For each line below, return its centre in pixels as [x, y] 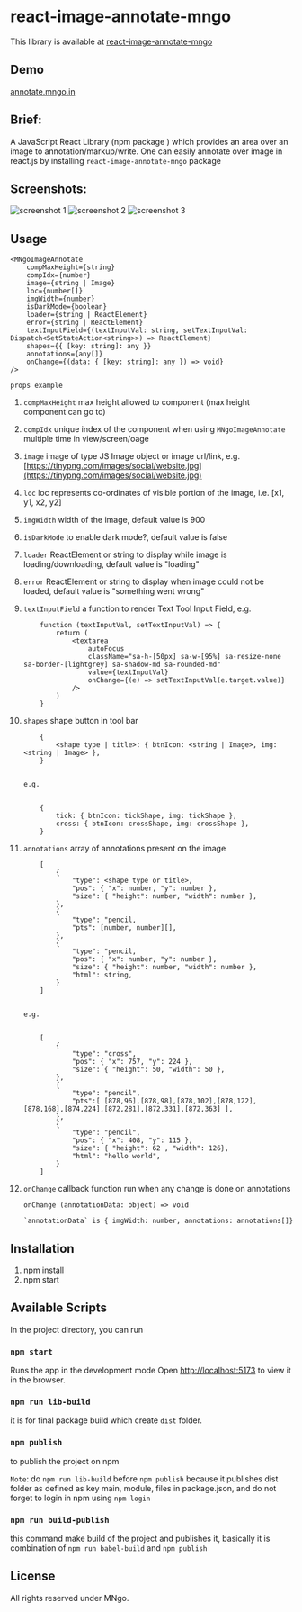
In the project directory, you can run [76, 1329]
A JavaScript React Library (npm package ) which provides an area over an [149, 141]
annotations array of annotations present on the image [124, 849]
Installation [42, 1248]
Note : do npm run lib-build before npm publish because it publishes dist [144, 1479]
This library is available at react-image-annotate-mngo [111, 41]
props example [37, 386]
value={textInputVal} [128, 672]
